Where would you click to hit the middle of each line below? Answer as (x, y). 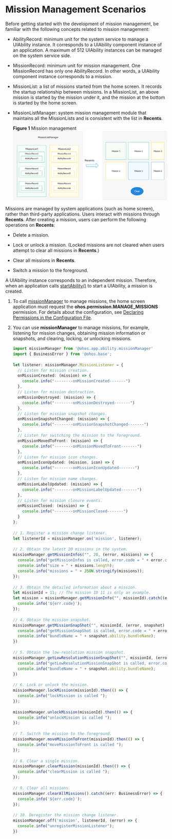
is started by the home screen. (45, 103)
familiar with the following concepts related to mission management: (78, 29)
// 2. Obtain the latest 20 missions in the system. (70, 549)
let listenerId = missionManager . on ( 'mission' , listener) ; (77, 539)
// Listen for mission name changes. (58, 479)
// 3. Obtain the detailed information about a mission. (75, 587)
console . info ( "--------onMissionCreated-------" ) (76, 381)
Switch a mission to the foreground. (50, 271)
